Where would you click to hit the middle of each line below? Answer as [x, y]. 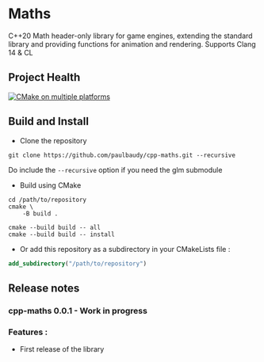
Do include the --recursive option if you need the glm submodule [115, 170]
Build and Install [49, 122]
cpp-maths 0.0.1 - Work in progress [78, 311]
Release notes [44, 288]
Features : [28, 332]
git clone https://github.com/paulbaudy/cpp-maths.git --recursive [122, 155]
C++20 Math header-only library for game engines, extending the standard [130, 36]
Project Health [44, 77]
